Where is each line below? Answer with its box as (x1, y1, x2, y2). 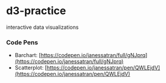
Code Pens (6, 38, 39, 47)
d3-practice (6, 4, 66, 18)
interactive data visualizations (6, 24, 79, 31)
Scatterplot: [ (14, 64, 47, 71)
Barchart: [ (14, 52, 41, 59)
